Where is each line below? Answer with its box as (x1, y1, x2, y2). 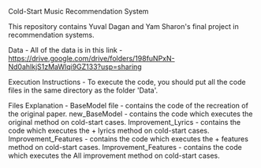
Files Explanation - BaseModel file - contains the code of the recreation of (8, 101, 248, 110)
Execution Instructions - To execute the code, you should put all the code (8, 78, 246, 86)
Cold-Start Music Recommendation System (8, 7, 149, 16)
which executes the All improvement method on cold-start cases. (8, 151, 221, 160)
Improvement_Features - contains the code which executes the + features (8, 134, 248, 144)
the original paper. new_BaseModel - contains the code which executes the (8, 109, 253, 119)
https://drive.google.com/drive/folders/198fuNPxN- (8, 54, 175, 63)
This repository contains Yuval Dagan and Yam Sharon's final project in (8, 22, 239, 31)
